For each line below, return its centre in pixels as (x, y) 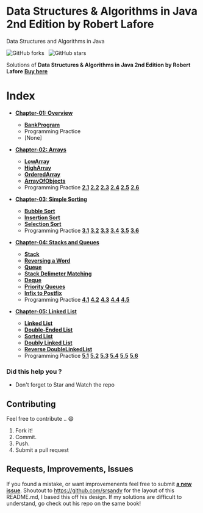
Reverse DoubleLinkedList (58, 349)
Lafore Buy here (27, 71)
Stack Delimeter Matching (58, 274)
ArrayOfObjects (45, 181)
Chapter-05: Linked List (46, 311)
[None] (33, 137)
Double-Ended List (48, 329)
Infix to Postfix (43, 293)
